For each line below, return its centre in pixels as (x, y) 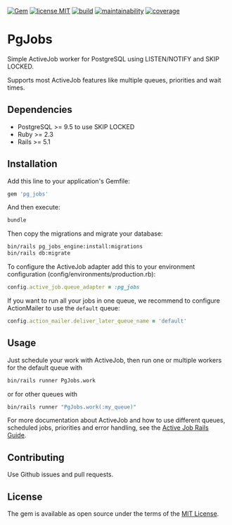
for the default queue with (45, 368)
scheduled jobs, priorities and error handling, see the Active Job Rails (108, 428)
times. (16, 87)
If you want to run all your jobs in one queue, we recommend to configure (114, 301)
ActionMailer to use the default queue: (64, 308)
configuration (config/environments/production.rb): (82, 274)
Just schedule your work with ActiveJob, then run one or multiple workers (115, 360)
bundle (17, 220)
